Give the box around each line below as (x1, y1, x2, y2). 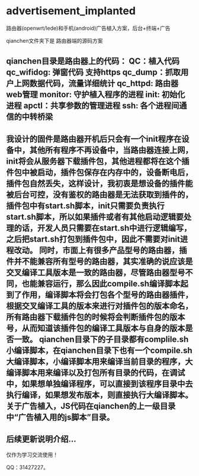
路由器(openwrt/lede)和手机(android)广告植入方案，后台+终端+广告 (6, 24, 171, 31)
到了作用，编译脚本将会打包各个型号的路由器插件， (6, 290, 193, 300)
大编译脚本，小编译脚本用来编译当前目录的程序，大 (6, 356, 193, 366)
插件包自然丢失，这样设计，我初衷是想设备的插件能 (6, 178, 193, 188)
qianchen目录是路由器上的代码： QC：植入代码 (6, 56, 180, 66)
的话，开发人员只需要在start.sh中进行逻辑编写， (14, 223, 192, 233)
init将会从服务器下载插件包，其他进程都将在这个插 (6, 156, 190, 166)
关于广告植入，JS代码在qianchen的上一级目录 (6, 401, 176, 411)
